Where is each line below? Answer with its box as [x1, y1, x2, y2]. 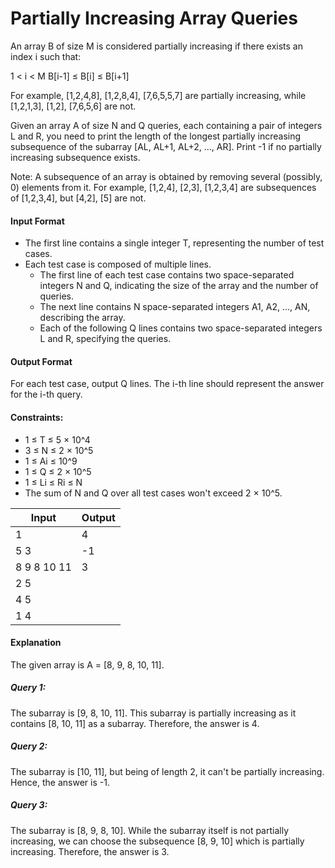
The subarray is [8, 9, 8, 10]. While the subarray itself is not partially [10, 824, 290, 836]
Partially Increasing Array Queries [10, 7, 298, 30]
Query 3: [10, 799, 48, 811]
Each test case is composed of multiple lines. [24, 258, 212, 271]
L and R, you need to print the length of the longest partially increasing [10, 130, 302, 142]
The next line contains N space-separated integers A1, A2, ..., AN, [39, 301, 311, 313]
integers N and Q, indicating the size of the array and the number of [39, 280, 319, 292]
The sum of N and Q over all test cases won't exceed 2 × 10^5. [24, 487, 283, 499]
